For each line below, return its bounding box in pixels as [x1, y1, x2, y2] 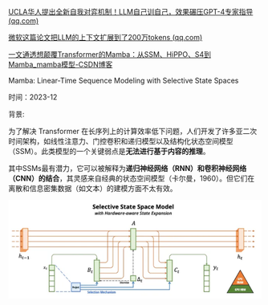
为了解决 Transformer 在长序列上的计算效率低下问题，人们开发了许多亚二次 [8, 127, 258, 136]
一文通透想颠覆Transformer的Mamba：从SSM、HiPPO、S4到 [8, 50, 211, 59]
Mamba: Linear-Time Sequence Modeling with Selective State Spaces [8, 75, 239, 85]
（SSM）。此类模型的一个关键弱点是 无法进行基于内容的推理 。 [8, 147, 210, 156]
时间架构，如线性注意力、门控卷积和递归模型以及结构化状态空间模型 [8, 136, 233, 146]
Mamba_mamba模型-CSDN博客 [8, 59, 113, 69]
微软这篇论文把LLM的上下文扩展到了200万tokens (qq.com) [8, 33, 203, 42]
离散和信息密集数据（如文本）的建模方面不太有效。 [8, 184, 177, 193]
